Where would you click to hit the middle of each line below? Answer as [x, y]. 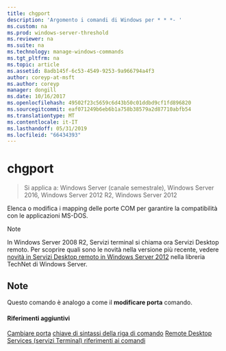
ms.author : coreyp [33, 84]
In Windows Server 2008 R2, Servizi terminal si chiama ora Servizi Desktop [113, 242]
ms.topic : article [33, 65]
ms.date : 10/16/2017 [37, 97]
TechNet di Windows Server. [47, 264]
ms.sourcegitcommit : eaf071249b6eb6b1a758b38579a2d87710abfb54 [99, 109]
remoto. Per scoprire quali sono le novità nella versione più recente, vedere [113, 250]
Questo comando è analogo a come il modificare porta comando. [100, 302]
